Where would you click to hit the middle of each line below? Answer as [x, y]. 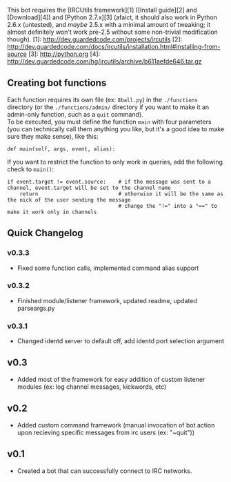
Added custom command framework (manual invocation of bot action [116, 425]
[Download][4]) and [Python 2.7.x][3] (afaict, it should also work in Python [112, 17]
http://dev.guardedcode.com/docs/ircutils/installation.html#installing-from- [114, 47]
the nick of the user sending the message [69, 200]
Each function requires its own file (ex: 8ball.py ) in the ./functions [102, 99]
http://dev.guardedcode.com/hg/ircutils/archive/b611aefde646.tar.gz [104, 61]
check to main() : [30, 169]
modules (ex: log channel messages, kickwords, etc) [92, 387]
